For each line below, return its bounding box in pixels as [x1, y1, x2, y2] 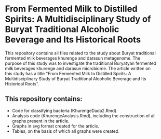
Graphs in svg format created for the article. [12, 123, 100, 129]
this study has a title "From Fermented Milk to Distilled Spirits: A [5, 70, 132, 76]
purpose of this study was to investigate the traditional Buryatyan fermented [5, 60, 157, 66]
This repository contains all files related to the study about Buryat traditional [5, 50, 156, 56]
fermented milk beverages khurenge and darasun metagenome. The [5, 55, 141, 61]
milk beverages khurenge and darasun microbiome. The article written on [5, 65, 151, 71]
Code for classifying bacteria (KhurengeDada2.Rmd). [12, 108, 118, 113]
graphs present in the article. [12, 118, 70, 124]
